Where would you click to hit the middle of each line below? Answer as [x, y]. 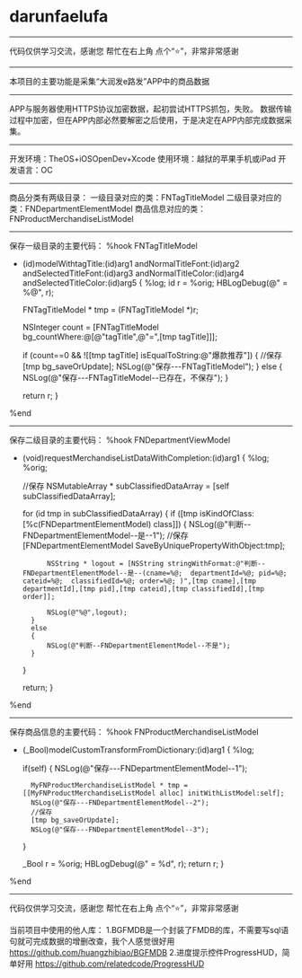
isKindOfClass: [226, 513]
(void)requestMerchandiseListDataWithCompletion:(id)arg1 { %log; [146, 458]
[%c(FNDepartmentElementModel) [87, 524]
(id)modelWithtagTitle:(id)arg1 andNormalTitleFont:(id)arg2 [131, 263]
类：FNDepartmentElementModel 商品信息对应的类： [108, 208]
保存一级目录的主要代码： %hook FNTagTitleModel [103, 245]
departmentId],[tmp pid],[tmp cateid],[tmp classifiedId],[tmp [143, 589]
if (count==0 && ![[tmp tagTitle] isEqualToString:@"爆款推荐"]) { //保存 [152, 355]
